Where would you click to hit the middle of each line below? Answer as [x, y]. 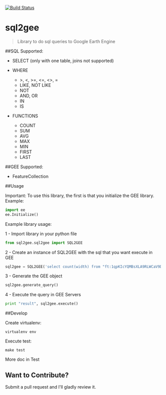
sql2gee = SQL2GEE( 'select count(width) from [53, 266]
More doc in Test [22, 359]
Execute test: [19, 341]
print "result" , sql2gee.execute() [42, 304]
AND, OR [29, 96]
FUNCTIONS [25, 116]
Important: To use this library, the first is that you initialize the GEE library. [80, 196]
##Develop [16, 313]
